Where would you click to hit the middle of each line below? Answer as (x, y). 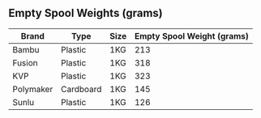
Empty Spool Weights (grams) (86, 13)
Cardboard (81, 89)
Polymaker (33, 89)
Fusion (25, 62)
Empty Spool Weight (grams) (191, 36)
